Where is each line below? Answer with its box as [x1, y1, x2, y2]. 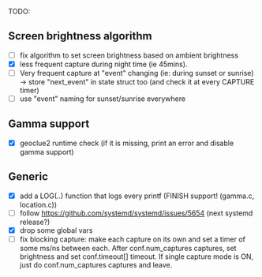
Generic [8, 170, 49, 184]
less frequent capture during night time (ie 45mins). [19, 59, 188, 69]
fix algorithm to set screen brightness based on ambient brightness [19, 51, 239, 60]
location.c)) [19, 200, 58, 209]
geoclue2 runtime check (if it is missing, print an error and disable [19, 138, 234, 148]
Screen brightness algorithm [8, 29, 152, 43]
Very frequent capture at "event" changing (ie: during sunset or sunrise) [19, 68, 254, 77]
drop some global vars [19, 225, 93, 235]
